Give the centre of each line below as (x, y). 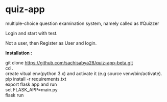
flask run (15, 95)
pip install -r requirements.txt (36, 79)
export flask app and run (31, 84)
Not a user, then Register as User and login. (51, 43)
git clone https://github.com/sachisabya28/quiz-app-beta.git (69, 62)
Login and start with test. (31, 33)
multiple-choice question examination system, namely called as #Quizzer (82, 23)
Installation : (19, 53)
